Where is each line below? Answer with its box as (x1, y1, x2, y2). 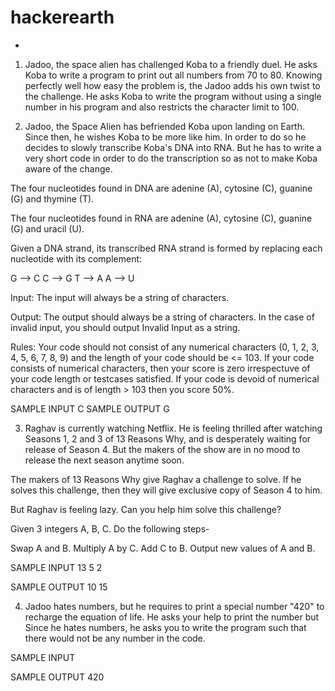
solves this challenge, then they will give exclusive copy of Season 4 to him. (10, 484, 323, 496)
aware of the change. (24, 162, 113, 175)
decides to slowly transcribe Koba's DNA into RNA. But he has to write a (24, 141, 322, 153)
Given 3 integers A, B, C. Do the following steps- (10, 522, 210, 535)
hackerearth (10, 6, 115, 29)
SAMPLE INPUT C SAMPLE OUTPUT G (10, 402, 170, 415)
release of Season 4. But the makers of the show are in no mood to (24, 443, 301, 455)
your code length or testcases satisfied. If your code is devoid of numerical (10, 372, 320, 385)
